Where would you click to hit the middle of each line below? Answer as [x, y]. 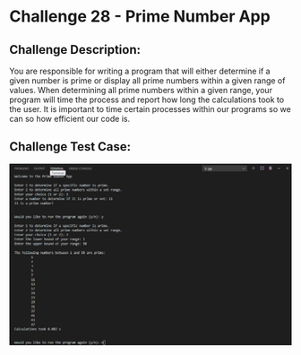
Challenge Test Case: [70, 147]
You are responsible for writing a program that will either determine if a [140, 71]
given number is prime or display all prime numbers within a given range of [147, 81]
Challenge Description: [75, 50]
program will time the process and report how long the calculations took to [147, 100]
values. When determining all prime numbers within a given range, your [141, 90]
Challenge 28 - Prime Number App [140, 17]
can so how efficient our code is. [70, 119]
